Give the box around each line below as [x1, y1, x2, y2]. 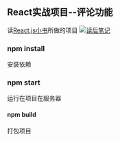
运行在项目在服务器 [7, 94, 62, 102]
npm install [7, 43, 45, 53]
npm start [7, 78, 41, 87]
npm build [7, 111, 36, 118]
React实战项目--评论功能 [7, 6, 113, 19]
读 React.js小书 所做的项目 [7, 26, 78, 34]
